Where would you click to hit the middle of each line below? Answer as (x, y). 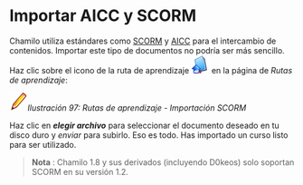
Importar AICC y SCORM (103, 16)
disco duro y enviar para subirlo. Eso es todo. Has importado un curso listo (149, 135)
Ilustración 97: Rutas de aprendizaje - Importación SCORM (137, 107)
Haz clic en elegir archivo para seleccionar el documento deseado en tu (145, 125)
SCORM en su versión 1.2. (80, 171)
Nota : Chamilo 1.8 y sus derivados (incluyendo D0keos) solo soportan (163, 162)
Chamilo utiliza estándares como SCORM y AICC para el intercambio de (143, 41)
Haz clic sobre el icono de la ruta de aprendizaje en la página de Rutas (151, 70)
